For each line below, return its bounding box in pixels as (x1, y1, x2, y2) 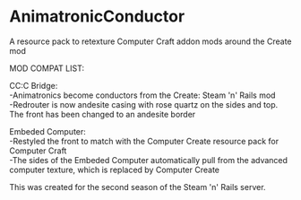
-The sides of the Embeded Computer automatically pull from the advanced (9, 154, 288, 165)
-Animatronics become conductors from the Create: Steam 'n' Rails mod (9, 90, 276, 100)
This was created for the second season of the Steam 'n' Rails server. (9, 181, 266, 192)
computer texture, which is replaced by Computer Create (9, 164, 219, 175)
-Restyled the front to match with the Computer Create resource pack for (9, 135, 279, 146)
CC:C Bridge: (9, 80, 58, 91)
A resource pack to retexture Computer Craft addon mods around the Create (9, 36, 292, 47)
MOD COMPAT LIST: (9, 63, 85, 74)
